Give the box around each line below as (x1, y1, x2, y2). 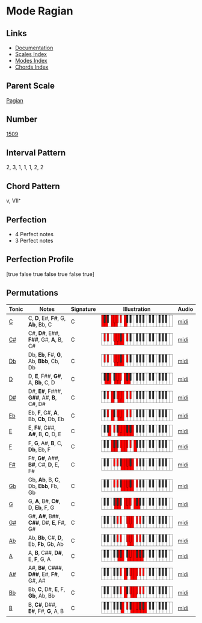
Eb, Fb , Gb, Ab (28, 540, 64, 548)
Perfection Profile (6, 254, 74, 265)
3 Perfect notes (14, 237, 54, 245)
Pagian (6, 96, 23, 104)
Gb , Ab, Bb (28, 592, 55, 600)
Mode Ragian (6, 4, 73, 18)
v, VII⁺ (6, 197, 21, 204)
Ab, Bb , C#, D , (28, 534, 63, 541)
